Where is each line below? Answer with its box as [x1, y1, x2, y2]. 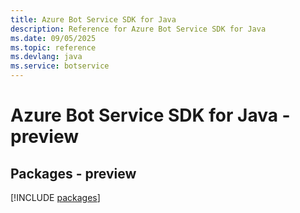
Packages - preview [10, 165, 137, 182]
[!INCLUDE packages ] [10, 192, 101, 203]
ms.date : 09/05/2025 [10, 33, 97, 43]
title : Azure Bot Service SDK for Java [10, 14, 177, 25]
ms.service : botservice [10, 61, 110, 71]
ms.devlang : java [10, 52, 83, 62]
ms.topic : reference [10, 42, 97, 53]
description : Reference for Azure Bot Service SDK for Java [10, 24, 267, 34]
